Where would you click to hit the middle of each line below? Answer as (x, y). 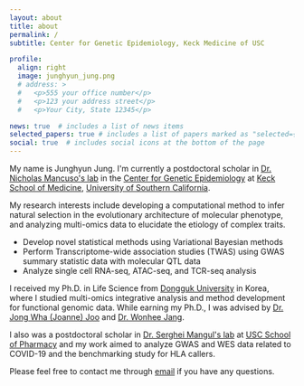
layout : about (36, 18)
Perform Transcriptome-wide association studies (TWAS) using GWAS (153, 251)
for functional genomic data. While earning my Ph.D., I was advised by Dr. (147, 307)
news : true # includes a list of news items (96, 126)
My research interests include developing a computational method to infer (147, 205)
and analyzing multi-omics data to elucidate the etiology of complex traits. (147, 224)
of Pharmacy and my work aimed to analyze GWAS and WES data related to (150, 344)
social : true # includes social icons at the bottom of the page (137, 143)
